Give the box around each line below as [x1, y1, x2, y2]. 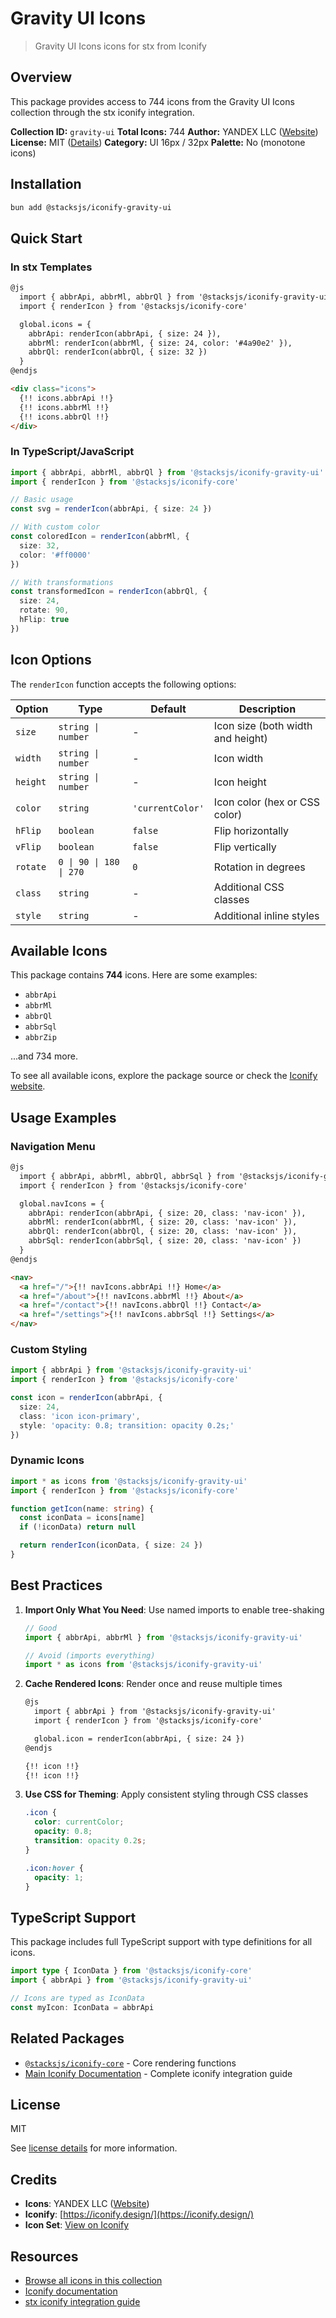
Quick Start [10, 230, 83, 247]
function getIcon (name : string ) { [10, 1503, 155, 1514]
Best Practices [10, 1577, 103, 1594]
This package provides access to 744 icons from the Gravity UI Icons [10, 95, 295, 107]
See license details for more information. [10, 2142, 178, 2154]
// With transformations [10, 577, 114, 587]
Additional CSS [213, 880, 285, 894]
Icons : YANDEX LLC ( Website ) [24, 2198, 150, 2210]
